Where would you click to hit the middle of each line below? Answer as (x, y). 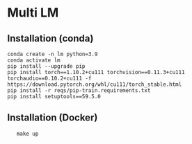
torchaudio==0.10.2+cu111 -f (49, 78)
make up (27, 134)
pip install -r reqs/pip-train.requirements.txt (79, 91)
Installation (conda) (50, 38)
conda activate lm (34, 60)
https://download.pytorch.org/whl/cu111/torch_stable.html (95, 84)
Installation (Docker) (53, 118)
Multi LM (33, 13)
